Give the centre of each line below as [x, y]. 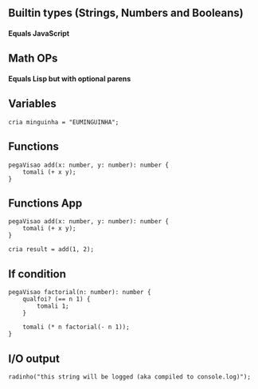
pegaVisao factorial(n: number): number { [80, 293]
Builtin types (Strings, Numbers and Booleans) [126, 13]
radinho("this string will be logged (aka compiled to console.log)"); [129, 377]
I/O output [34, 358]
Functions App [45, 203]
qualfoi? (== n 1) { [57, 299]
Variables [33, 104]
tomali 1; [53, 306]
